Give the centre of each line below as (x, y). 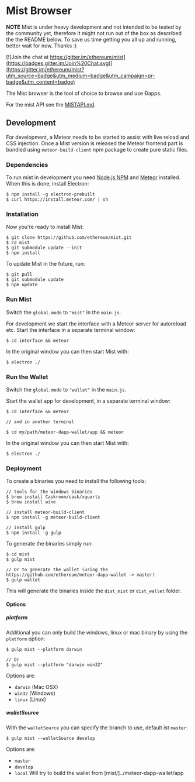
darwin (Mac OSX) (36, 687)
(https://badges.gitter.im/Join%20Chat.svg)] (59, 63)
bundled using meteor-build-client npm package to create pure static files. (97, 149)
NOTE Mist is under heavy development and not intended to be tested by (94, 27)
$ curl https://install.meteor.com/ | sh (57, 200)
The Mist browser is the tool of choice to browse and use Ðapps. (84, 93)
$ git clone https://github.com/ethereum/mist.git (69, 238)
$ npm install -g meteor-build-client (53, 517)
